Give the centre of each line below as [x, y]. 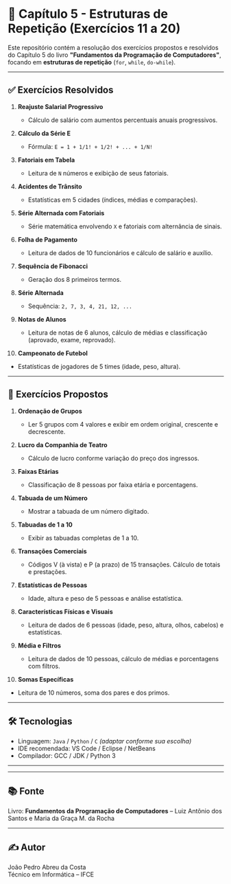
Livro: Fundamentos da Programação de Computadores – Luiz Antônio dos [115, 811]
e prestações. [47, 571]
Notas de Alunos [42, 319]
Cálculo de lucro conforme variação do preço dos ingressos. [113, 458]
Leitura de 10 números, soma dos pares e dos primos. [94, 693]
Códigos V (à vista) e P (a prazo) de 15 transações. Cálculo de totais [124, 564]
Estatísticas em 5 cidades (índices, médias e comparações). [113, 200]
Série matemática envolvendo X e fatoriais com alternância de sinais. [125, 226]
